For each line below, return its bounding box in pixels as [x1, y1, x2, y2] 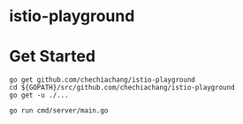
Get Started [9, 47, 95, 67]
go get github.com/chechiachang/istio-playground [9, 76, 196, 84]
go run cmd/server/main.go [9, 106, 109, 115]
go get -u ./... [9, 91, 69, 100]
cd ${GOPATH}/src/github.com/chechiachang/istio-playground [9, 84, 236, 92]
